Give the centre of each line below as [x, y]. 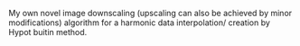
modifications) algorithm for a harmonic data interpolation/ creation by [139, 23]
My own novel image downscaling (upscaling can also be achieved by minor [150, 13]
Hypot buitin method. [48, 32]
